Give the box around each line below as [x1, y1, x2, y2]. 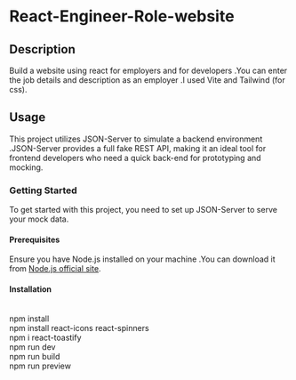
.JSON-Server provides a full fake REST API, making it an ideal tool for [9, 142, 267, 153]
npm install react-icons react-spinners [9, 322, 149, 333]
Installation [9, 283, 52, 295]
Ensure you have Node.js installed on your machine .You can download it [9, 254, 276, 264]
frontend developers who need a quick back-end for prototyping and [9, 152, 261, 163]
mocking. [9, 162, 44, 173]
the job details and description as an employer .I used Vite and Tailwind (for [9, 75, 286, 85]
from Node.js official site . [9, 263, 101, 274]
